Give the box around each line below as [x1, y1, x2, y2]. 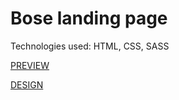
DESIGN [10, 78, 44, 91]
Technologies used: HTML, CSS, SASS [10, 40, 170, 52]
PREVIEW [10, 59, 50, 71]
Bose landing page [10, 7, 168, 30]
